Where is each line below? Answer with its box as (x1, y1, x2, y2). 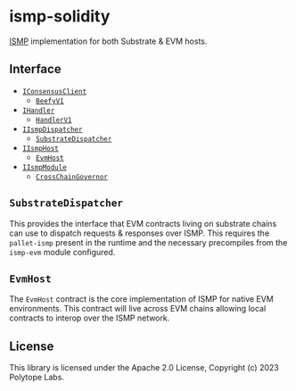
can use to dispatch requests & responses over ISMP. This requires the (9, 228, 270, 238)
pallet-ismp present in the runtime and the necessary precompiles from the (9, 237, 288, 247)
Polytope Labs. (9, 372, 65, 383)
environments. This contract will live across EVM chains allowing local (9, 304, 267, 314)
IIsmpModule (21, 162, 67, 171)
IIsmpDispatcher (21, 125, 83, 134)
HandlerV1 (35, 115, 73, 124)
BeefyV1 (35, 96, 64, 105)
